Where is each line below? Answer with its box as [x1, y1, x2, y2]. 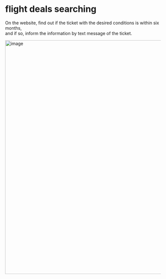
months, [5, 25, 22, 31]
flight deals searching [5, 3, 97, 15]
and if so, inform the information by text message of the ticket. [5, 30, 132, 36]
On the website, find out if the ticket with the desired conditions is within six [5, 20, 160, 26]
